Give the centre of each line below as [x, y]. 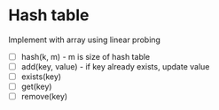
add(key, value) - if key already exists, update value [115, 66]
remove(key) [44, 97]
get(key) [36, 87]
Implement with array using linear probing [85, 40]
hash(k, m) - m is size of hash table [86, 56]
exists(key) [41, 77]
